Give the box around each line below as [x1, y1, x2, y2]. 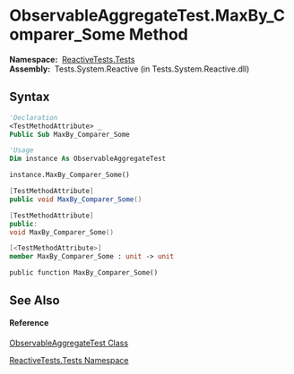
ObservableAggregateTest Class [9, 337, 128, 348]
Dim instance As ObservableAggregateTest [9, 154, 167, 164]
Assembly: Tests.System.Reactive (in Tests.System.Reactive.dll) [9, 64, 250, 74]
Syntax [9, 89, 50, 105]
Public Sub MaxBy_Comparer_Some [9, 130, 130, 139]
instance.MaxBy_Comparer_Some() [9, 171, 130, 180]
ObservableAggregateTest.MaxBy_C [9, 5, 285, 26]
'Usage [9, 146, 34, 155]
